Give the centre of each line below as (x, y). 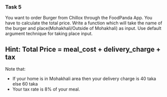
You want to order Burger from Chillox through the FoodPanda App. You (79, 18)
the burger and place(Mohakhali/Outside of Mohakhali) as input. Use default (83, 28)
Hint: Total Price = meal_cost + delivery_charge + (83, 49)
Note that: (15, 69)
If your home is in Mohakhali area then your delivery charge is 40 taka (84, 79)
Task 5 (13, 7)
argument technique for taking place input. (49, 34)
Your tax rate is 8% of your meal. (46, 89)
